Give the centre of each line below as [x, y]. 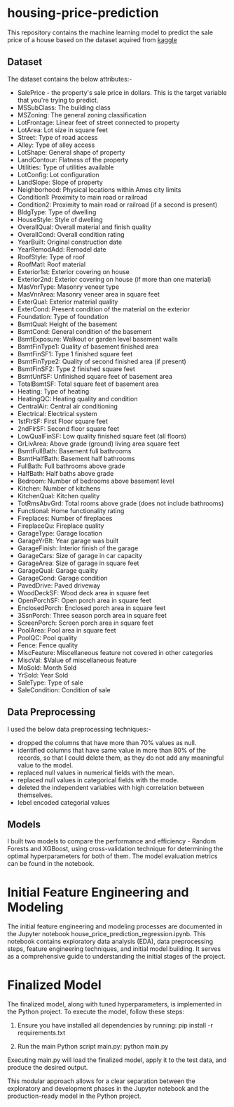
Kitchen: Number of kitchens [59, 488]
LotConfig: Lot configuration [58, 174]
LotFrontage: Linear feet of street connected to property [98, 122]
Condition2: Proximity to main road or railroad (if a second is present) [117, 205]
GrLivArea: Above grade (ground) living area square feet [98, 444]
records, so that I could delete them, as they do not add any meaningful [121, 758]
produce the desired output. [48, 1068]
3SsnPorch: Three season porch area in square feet [92, 615]
